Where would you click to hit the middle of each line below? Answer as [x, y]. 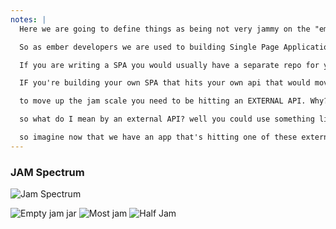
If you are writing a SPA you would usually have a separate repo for [169, 65]
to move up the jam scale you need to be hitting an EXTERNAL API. [163, 101]
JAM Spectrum [47, 172]
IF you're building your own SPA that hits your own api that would [165, 83]
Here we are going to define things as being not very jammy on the [165, 29]
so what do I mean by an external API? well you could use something [167, 119]
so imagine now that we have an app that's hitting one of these [158, 137]
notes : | [28, 19]
